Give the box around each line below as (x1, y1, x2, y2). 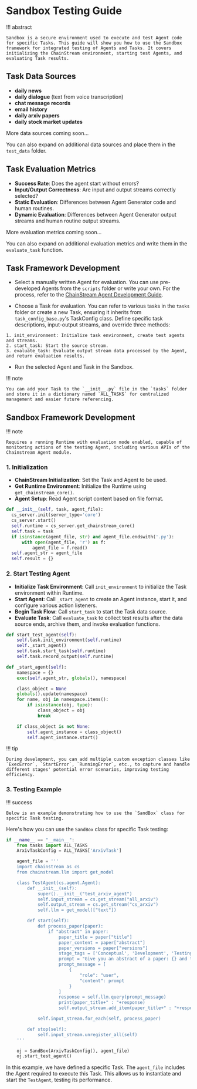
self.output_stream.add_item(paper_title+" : (58, 1005, 172, 1011)
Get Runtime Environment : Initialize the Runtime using (14, 483, 147, 490)
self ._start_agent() (16, 643, 67, 649)
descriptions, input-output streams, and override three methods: (14, 321, 171, 328)
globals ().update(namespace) (16, 691, 88, 697)
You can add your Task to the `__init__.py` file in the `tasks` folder (6, 386, 188, 392)
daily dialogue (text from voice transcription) (14, 93, 124, 100)
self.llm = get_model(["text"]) (37, 907, 117, 913)
